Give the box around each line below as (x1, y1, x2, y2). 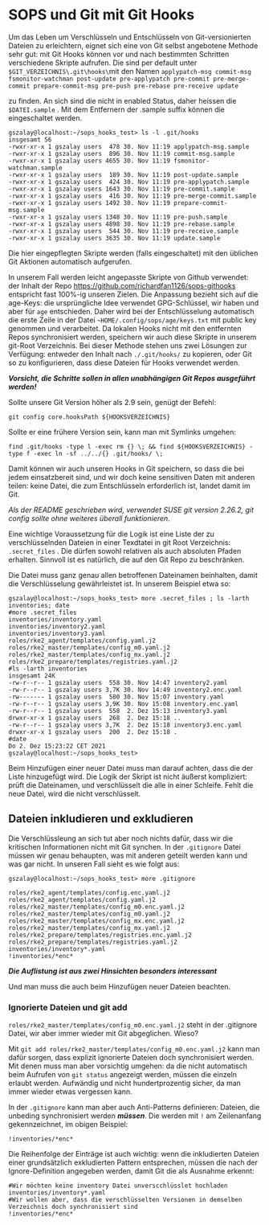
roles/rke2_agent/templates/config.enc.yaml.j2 (8, 888, 171, 897)
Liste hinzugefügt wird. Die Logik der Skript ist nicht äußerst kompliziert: (8, 772, 247, 781)
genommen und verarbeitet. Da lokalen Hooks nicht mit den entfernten (8, 323, 243, 333)
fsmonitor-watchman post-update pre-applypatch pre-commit (8, 75, 210, 83)
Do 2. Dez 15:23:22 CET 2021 (8, 742, 106, 750)
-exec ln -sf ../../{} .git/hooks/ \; (33, 449, 163, 457)
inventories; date (8, 601, 70, 609)
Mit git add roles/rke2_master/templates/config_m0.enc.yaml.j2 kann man (8, 1044, 260, 1054)
